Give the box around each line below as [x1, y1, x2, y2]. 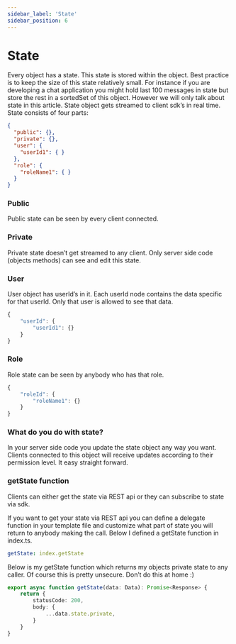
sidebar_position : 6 [7, 17, 69, 24]
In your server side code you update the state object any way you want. [7, 443, 217, 452]
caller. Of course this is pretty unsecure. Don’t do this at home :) [7, 570, 195, 579]
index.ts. [7, 536, 33, 545]
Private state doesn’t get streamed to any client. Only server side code [7, 248, 213, 257]
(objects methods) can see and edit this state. [7, 256, 142, 265]
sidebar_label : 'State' [7, 10, 78, 18]
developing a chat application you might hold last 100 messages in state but [7, 86, 229, 94]
